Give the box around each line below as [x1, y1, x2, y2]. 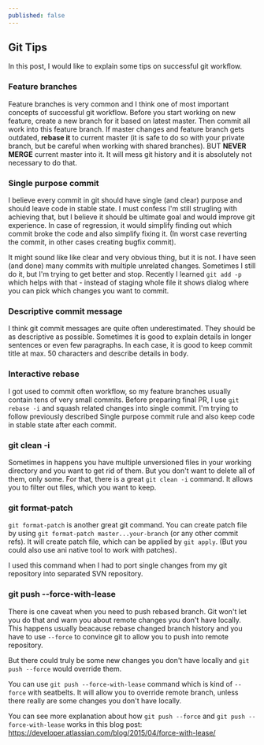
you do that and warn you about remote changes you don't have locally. [8, 615, 242, 624]
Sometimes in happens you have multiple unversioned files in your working [8, 457, 252, 467]
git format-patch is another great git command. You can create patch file [8, 520, 247, 530]
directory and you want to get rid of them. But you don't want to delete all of [8, 466, 255, 475]
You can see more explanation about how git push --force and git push [8, 711, 246, 721]
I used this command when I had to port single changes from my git [8, 561, 228, 570]
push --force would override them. [8, 664, 122, 673]
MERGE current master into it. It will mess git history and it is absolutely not [8, 149, 252, 158]
